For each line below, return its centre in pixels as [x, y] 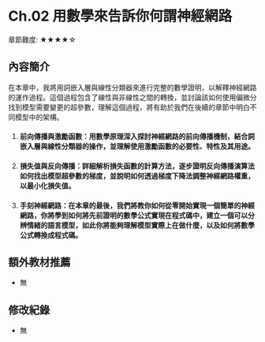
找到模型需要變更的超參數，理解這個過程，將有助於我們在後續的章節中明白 [129, 107]
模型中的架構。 [39, 117]
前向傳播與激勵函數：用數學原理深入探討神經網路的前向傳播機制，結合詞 [137, 137]
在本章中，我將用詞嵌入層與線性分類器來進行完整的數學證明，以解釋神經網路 [132, 87]
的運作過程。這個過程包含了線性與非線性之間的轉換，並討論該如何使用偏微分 [132, 97]
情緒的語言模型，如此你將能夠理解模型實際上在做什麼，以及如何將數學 [140, 225]
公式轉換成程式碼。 [51, 235]
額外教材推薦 [39, 262]
